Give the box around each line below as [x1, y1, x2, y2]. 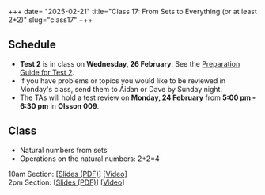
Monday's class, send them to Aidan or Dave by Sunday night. [19, 84, 223, 94]
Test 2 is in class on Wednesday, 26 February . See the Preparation [19, 59, 240, 68]
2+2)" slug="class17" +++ [8, 15, 93, 25]
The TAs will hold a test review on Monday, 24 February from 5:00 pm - [19, 93, 256, 102]
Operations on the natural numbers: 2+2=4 [19, 154, 160, 163]
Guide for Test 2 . [19, 67, 75, 77]
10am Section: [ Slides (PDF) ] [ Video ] [8, 169, 128, 178]
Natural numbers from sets [19, 145, 108, 155]
